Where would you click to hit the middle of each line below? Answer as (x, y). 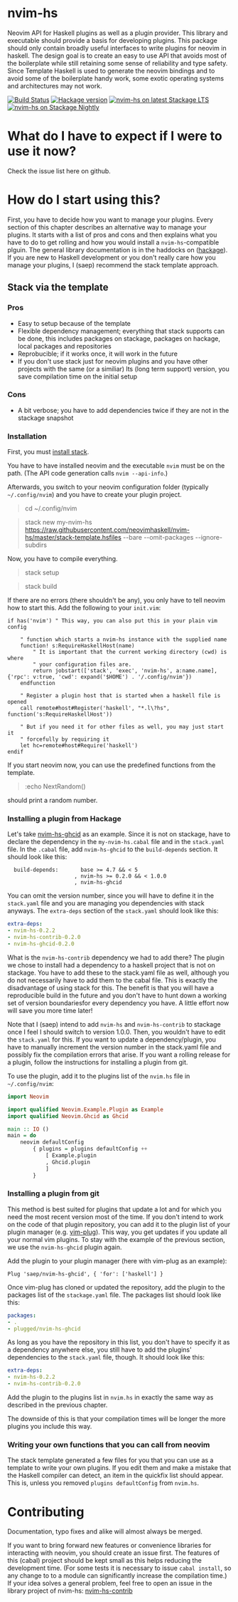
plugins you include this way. (50, 1427)
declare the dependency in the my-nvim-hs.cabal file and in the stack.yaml (116, 842)
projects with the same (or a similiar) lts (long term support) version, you (123, 369)
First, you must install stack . (48, 452)
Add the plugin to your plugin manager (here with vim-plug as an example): (117, 1260)
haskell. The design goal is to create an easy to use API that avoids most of (117, 56)
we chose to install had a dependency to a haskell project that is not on (111, 965)
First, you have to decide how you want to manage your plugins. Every (110, 220)
